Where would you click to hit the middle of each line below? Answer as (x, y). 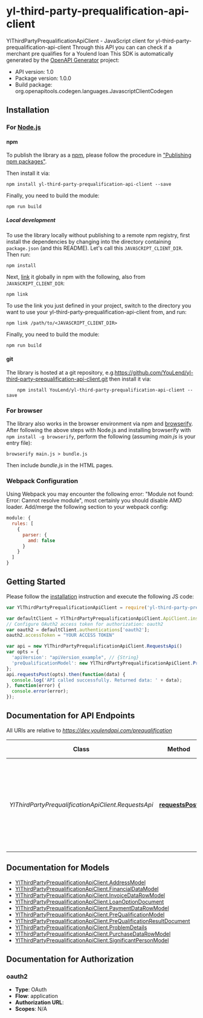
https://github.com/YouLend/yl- (154, 372)
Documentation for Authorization (70, 960)
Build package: (34, 84)
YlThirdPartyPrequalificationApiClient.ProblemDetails (81, 927)
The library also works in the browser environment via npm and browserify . (100, 423)
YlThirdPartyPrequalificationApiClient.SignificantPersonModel (92, 940)
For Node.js (24, 127)
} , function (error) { (34, 686)
